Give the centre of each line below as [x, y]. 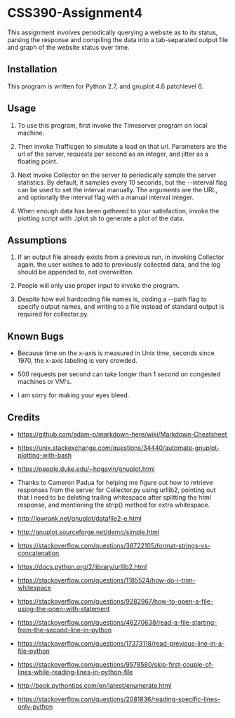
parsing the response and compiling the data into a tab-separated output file [118, 39]
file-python [34, 651]
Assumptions [37, 240]
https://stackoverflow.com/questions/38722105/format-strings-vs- [114, 546]
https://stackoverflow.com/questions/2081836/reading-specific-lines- [119, 699]
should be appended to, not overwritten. [76, 272]
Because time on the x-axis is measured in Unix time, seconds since [116, 353]
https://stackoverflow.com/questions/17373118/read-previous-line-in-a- [121, 643]
